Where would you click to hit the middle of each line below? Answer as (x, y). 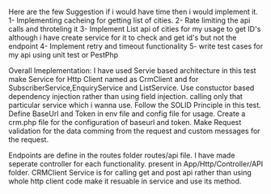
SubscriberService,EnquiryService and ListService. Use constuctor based (131, 88)
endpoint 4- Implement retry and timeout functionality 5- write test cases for (136, 46)
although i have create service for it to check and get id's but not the (123, 37)
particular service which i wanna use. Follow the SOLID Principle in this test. (135, 105)
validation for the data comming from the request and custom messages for (134, 131)
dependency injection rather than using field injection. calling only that (125, 96)
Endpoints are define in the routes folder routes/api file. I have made (122, 155)
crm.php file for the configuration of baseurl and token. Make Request (125, 122)
